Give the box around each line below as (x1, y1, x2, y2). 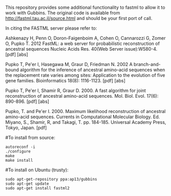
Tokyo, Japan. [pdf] (5, 125, 47, 130)
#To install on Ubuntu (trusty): (5, 167, 69, 173)
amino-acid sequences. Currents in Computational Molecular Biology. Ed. (5, 114, 160, 120)
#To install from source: (5, 135, 55, 140)
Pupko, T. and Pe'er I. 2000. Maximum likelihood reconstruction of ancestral (5, 108, 166, 114)
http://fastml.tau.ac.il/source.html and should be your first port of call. (5, 15, 153, 21)
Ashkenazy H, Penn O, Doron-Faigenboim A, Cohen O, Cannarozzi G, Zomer (5, 35, 166, 41)
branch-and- (134, 61, 161, 67)
